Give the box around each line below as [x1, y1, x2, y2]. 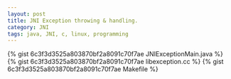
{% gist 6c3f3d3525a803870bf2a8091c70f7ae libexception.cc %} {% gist [7, 58, 224, 66]
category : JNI [7, 23, 50, 31]
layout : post [7, 10, 46, 18]
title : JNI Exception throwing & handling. [7, 17, 139, 24]
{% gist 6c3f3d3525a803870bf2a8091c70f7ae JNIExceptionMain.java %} [7, 50, 224, 58]
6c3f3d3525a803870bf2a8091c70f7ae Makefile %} [7, 65, 159, 73]
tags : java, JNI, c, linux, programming [7, 30, 129, 38]
